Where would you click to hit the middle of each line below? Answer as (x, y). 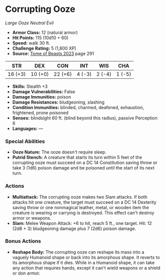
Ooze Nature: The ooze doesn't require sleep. (59, 152)
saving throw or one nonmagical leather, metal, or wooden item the (81, 207)
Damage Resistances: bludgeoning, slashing (58, 102)
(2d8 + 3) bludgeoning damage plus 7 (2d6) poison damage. (74, 228)
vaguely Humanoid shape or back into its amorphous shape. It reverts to (86, 257)
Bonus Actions (23, 241)
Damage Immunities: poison (42, 97)
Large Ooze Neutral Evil (29, 23)
